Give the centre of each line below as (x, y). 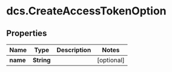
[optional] (111, 60)
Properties (27, 33)
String (41, 60)
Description (74, 50)
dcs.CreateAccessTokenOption (86, 11)
